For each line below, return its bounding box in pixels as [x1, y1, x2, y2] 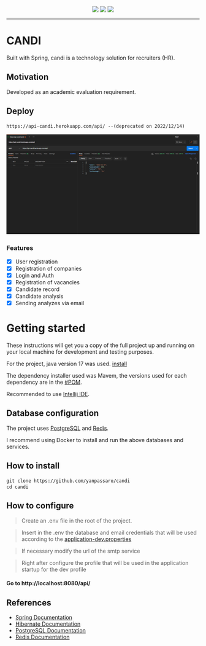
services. [6, 443, 29, 450]
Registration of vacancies [15, 278, 80, 286]
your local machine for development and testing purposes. [6, 348, 154, 356]
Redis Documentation [15, 633, 70, 640]
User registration [15, 258, 58, 265]
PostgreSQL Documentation [15, 626, 86, 634]
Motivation [6, 72, 49, 82]
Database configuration [6, 408, 99, 419]
